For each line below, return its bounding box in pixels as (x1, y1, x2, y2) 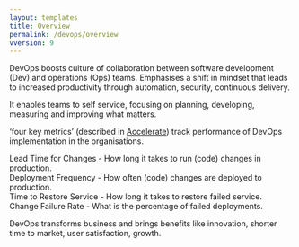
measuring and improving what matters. (9, 109, 157, 119)
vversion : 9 (9, 38, 54, 48)
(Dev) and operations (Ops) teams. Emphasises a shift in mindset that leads (9, 73, 288, 84)
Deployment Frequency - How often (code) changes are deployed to (9, 172, 262, 183)
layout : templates (9, 13, 78, 22)
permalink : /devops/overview (9, 30, 119, 39)
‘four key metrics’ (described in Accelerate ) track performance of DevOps (9, 127, 283, 137)
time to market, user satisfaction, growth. (9, 228, 162, 239)
